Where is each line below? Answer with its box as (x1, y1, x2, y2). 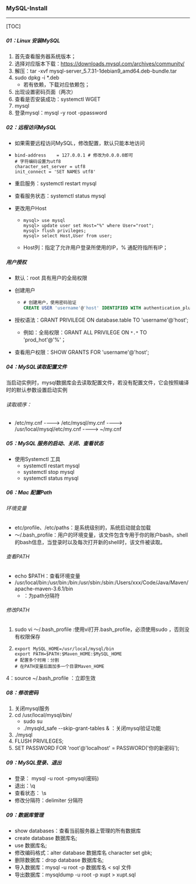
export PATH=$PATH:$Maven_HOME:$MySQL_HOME (14, 651, 123, 657)
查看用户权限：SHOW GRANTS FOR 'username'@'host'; (14, 349, 150, 356)
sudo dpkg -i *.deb (14, 74, 60, 81)
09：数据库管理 (6, 811, 44, 818)
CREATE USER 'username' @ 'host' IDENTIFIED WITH (23, 305, 141, 311)
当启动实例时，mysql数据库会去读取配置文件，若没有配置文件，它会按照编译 (6, 379, 190, 386)
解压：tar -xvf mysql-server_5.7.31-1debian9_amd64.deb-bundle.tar (14, 67, 177, 74)
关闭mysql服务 (14, 705, 50, 712)
